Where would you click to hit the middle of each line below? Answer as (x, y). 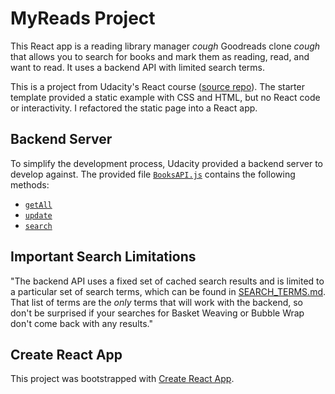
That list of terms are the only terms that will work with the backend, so (156, 302)
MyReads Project (83, 18)
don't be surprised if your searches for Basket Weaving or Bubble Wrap (157, 313)
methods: (30, 184)
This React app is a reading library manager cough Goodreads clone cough (165, 46)
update (38, 215)
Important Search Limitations (103, 257)
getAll (38, 205)
